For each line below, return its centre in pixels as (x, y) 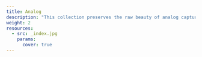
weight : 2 (19, 23)
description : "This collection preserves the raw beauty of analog (93, 17)
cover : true (37, 45)
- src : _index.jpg (35, 34)
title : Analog (24, 12)
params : (26, 39)
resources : (20, 28)
